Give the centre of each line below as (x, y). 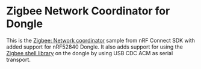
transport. (19, 59)
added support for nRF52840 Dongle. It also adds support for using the (95, 47)
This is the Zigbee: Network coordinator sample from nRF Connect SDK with (101, 40)
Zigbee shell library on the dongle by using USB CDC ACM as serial (90, 53)
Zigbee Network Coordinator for (88, 11)
